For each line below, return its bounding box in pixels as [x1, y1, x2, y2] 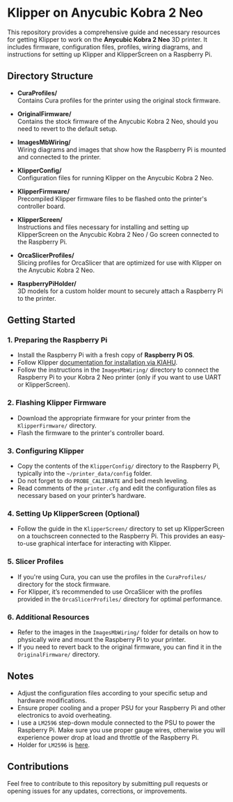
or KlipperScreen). [17, 381, 70, 389]
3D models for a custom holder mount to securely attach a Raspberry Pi [17, 287, 223, 295]
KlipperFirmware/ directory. [17, 421, 97, 430]
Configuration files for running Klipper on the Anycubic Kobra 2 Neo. [17, 173, 214, 182]
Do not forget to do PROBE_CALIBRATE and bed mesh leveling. [17, 477, 189, 485]
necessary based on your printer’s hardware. [17, 492, 146, 500]
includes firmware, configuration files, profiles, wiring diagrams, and [7, 42, 203, 51]
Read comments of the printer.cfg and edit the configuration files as [17, 484, 217, 492]
